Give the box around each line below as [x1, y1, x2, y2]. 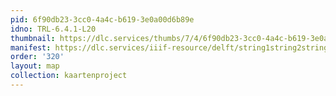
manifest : [10, 42, 52, 53]
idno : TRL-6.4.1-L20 [10, 24, 97, 34]
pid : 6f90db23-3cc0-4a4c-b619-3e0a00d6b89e [10, 14, 195, 25]
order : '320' [10, 52, 65, 62]
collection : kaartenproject [10, 71, 128, 81]
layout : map [10, 61, 60, 71]
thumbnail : [10, 33, 56, 43]
